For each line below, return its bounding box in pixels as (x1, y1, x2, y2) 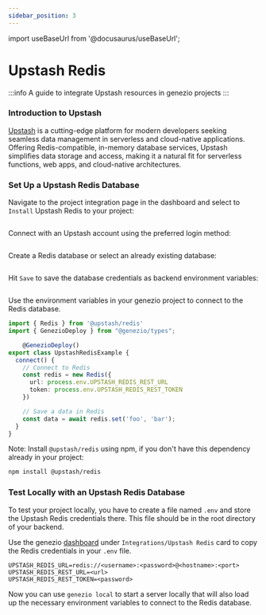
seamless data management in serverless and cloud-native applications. (8, 134, 245, 143)
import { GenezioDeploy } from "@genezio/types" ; (8, 327, 176, 335)
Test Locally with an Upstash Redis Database (8, 487, 185, 498)
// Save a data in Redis (22, 407, 105, 415)
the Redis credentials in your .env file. (8, 546, 132, 555)
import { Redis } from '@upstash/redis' (8, 319, 145, 327)
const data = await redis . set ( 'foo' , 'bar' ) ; (22, 415, 176, 423)
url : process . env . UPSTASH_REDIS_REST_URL (29, 378, 169, 386)
